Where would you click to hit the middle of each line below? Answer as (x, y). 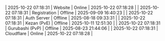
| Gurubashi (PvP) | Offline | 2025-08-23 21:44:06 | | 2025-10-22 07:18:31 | (82, 28)
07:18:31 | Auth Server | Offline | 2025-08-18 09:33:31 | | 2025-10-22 (75, 18)
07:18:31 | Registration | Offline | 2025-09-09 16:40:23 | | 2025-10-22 (82, 13)
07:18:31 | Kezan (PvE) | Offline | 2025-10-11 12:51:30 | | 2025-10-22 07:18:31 (83, 23)
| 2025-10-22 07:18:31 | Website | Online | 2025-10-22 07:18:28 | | (72, 8)
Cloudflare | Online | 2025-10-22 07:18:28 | (49, 33)
